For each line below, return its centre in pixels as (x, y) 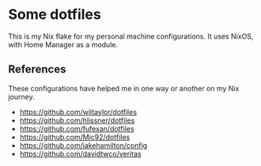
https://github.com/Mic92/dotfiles (75, 137)
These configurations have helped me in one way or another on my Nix (124, 88)
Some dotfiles (55, 15)
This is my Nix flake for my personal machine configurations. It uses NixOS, (131, 36)
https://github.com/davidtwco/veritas (80, 153)
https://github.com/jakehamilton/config (83, 145)
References (37, 70)
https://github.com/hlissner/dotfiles (77, 120)
